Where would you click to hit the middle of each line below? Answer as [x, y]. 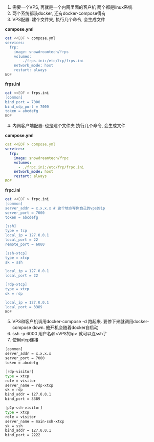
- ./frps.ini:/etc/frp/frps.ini [51, 61]
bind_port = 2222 [23, 435]
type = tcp [16, 231]
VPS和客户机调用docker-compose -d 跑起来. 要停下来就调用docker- [80, 322]
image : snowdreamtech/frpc [41, 158]
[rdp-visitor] [20, 372]
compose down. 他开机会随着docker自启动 [55, 327]
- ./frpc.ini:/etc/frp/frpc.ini [51, 167]
